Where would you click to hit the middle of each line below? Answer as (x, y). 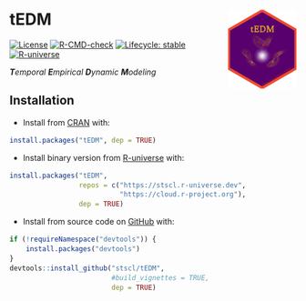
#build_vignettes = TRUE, (160, 277)
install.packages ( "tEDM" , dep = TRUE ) (83, 140)
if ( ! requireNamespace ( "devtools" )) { (83, 240)
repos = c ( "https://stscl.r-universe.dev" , (163, 185)
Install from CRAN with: (66, 122)
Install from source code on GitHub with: (98, 222)
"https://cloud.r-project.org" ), (183, 195)
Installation (42, 100)
